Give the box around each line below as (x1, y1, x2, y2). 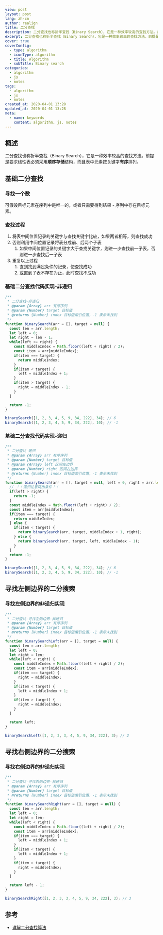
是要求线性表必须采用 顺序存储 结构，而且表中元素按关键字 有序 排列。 (5, 159, 141, 165)
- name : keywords (9, 115, 45, 120)
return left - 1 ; (9, 883, 45, 888)
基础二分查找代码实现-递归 (5, 433, 67, 440)
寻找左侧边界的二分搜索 (5, 585, 75, 593)
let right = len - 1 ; (9, 335, 53, 340)
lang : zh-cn (5, 16, 29, 21)
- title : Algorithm (9, 57, 49, 62)
